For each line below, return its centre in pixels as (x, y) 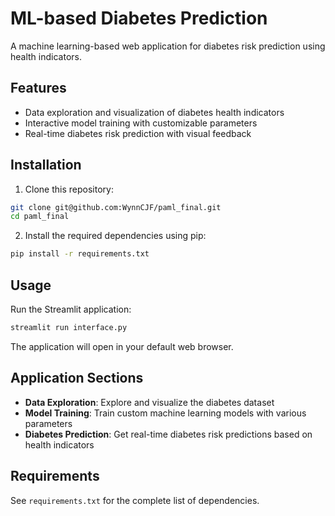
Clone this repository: (69, 189)
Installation (46, 165)
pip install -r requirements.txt (80, 254)
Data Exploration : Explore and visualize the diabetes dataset (149, 402)
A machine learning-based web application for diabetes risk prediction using (168, 46)
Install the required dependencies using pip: (115, 236)
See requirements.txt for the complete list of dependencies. (135, 500)
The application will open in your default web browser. (122, 346)
